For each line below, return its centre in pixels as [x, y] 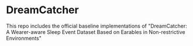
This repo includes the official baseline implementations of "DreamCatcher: [96, 26]
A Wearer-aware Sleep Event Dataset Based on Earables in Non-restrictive [96, 32]
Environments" [24, 38]
